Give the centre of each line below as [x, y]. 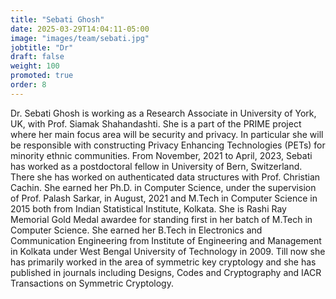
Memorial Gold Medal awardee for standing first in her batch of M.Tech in [161, 219]
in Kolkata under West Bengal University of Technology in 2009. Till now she [168, 251]
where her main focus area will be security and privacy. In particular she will [167, 134]
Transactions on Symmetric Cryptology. [92, 283]
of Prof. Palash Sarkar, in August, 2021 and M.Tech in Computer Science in [164, 198]
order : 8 [28, 85]
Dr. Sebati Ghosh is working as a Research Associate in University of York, [163, 113]
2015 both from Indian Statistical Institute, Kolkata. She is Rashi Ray [148, 208]
